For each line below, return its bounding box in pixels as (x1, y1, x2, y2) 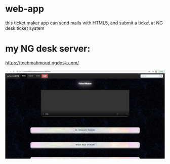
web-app (5, 3, 45, 15)
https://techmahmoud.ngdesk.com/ (5, 59, 79, 66)
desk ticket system (5, 25, 45, 31)
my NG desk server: (5, 43, 91, 55)
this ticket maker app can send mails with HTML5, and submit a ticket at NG (5, 20, 163, 26)
